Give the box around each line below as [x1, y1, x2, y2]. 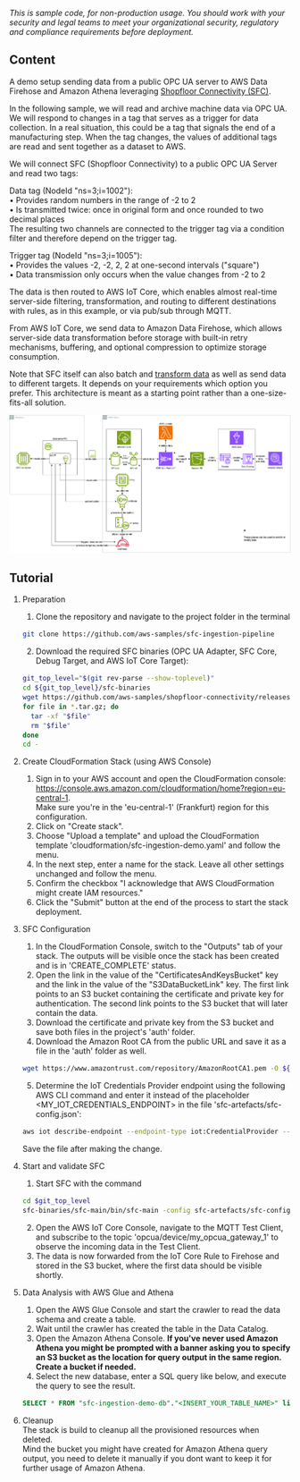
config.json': [35, 1109, 82, 1120]
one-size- [250, 387, 287, 398]
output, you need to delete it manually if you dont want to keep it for [21, 1452, 272, 1463]
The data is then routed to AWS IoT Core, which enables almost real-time [9, 286, 278, 297]
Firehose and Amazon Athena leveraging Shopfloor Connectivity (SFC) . [9, 85, 271, 97]
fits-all [9, 397, 33, 408]
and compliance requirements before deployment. [9, 27, 194, 37]
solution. [34, 397, 67, 408]
